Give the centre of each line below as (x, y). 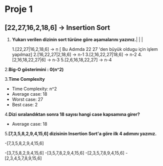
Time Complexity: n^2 (34, 89)
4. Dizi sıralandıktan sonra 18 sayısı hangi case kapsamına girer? (72, 114)
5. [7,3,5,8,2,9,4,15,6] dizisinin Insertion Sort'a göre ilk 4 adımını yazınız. (81, 134)
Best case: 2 (25, 105)
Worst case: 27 (27, 99)
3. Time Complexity (25, 79)
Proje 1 (19, 9)
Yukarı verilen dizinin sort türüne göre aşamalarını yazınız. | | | (77, 39)
